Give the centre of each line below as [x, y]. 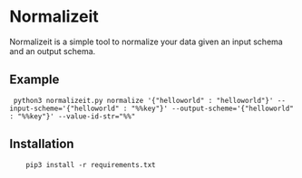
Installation [42, 144]
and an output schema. [53, 51]
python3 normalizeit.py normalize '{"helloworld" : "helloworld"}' [143, 100]
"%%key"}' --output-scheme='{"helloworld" [213, 108]
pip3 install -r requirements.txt [91, 164]
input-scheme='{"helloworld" [64, 108]
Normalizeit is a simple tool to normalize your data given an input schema [146, 42]
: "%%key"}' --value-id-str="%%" [73, 116]
